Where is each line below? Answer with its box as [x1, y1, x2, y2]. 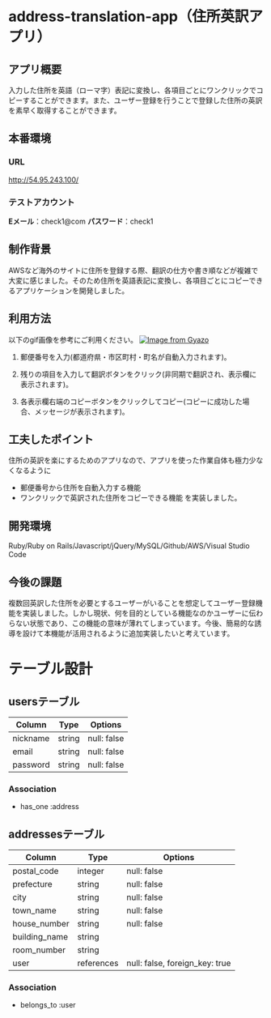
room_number [12, 944, 66, 956]
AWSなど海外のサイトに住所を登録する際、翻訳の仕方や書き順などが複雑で [8, 265, 259, 275]
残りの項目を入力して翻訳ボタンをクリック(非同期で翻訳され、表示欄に [19, 369, 257, 379]
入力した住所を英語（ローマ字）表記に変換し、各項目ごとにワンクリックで [8, 86, 256, 95]
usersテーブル [8, 694, 80, 709]
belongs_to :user [19, 1000, 76, 1010]
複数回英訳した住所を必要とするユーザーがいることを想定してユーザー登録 [8, 598, 256, 608]
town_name [12, 905, 57, 916]
